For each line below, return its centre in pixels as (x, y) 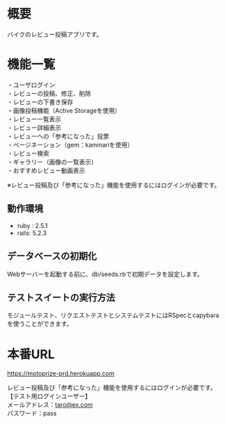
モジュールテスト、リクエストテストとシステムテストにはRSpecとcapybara (113, 315)
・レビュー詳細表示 (34, 127)
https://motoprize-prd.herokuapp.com (61, 373)
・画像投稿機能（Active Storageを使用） (64, 110)
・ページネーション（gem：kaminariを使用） (70, 145)
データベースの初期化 (52, 257)
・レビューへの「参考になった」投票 (58, 136)
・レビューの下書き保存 (40, 102)
